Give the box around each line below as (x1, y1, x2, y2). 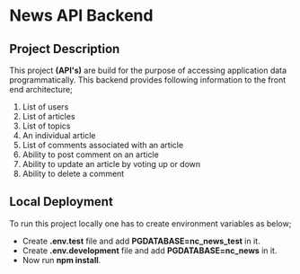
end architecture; (9, 84, 74, 94)
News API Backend (9, 5, 154, 26)
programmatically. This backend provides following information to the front (9, 75, 287, 85)
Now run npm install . (22, 254, 101, 265)
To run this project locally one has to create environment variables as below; (9, 217, 292, 229)
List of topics (22, 120, 71, 131)
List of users (22, 102, 69, 112)
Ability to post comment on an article (22, 149, 159, 160)
